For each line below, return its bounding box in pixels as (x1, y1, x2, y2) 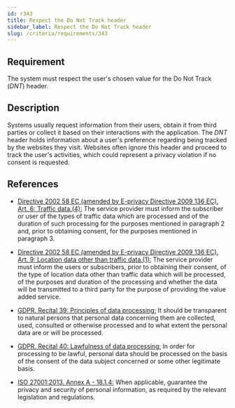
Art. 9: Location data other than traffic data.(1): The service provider (17, 255, 213, 264)
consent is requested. (7, 158, 70, 166)
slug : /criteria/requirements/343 (7, 29, 108, 37)
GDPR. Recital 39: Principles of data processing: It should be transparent (17, 306, 227, 314)
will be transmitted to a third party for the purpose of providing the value (17, 285, 226, 293)
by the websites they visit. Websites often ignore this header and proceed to (7, 143, 227, 151)
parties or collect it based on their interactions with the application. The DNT (7, 128, 228, 137)
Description (7, 102, 59, 114)
